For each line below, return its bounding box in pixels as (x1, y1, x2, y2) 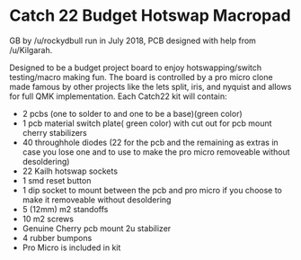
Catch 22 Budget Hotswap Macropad (9, 5, 291, 26)
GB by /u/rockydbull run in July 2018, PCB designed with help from (9, 35, 256, 46)
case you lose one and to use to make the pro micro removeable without (22, 146, 290, 157)
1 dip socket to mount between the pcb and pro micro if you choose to (22, 184, 283, 195)
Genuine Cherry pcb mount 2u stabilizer (22, 222, 172, 234)
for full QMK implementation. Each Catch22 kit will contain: (9, 91, 227, 102)
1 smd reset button (22, 175, 92, 185)
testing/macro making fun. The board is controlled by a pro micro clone (9, 71, 273, 82)
